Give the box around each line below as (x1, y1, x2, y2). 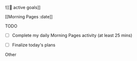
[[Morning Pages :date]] (5, 14, 53, 19)
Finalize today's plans (12, 42, 56, 48)
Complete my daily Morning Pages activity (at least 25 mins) (12, 33, 133, 38)
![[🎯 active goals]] (5, 5, 41, 10)
